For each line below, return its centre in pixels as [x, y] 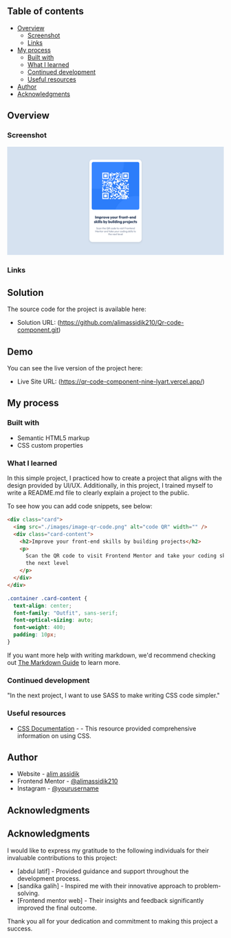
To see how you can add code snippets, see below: [80, 506]
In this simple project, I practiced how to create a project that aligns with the [114, 478]
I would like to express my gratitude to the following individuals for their [108, 850]
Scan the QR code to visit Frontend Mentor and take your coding [121, 556]
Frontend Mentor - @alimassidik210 [67, 781]
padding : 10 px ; [35, 635]
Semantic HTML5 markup [53, 438]
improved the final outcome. [57, 908]
